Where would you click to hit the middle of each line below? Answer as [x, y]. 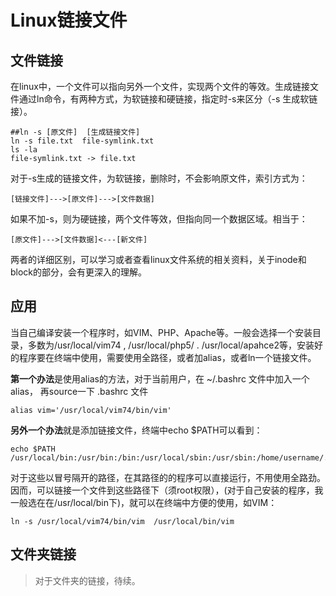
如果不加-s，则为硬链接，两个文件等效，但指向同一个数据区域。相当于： [159, 219]
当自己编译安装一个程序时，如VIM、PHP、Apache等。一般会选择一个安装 [161, 332]
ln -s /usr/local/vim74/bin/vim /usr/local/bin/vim [122, 521]
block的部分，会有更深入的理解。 [79, 272]
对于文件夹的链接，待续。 [87, 580]
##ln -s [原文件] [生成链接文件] [75, 132]
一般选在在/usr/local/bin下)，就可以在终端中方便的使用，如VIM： [144, 502]
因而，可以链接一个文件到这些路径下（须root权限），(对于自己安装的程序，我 [167, 490]
